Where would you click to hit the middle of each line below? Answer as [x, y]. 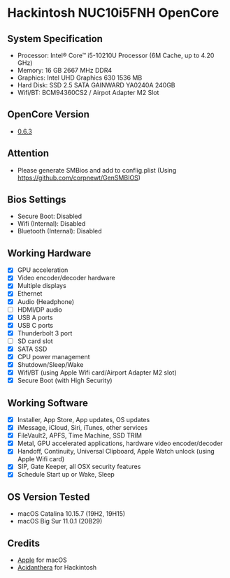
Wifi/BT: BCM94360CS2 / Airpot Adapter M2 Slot [88, 93]
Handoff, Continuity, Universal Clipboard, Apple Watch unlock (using [116, 451]
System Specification [55, 39]
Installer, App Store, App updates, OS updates [84, 420]
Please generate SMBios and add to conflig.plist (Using [97, 170]
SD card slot [35, 341]
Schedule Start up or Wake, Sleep [66, 475]
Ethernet [30, 294]
